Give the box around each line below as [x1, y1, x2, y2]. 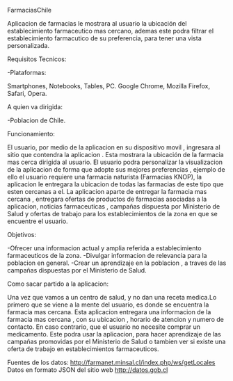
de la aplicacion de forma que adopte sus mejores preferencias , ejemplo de [7, 165, 225, 173]
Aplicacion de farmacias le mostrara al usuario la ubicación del [7, 19, 187, 27]
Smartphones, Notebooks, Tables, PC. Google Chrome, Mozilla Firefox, [7, 82, 211, 90]
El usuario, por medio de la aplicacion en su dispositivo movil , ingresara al [7, 143, 220, 152]
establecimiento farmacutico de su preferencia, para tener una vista [7, 34, 202, 42]
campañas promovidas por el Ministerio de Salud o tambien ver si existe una [7, 337, 226, 346]
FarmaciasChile [7, 6, 52, 14]
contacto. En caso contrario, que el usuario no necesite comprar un [7, 323, 200, 331]
